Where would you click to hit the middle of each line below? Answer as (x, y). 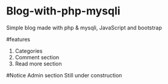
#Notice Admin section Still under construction (64, 75)
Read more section (38, 64)
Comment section (37, 57)
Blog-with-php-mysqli (63, 11)
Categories (29, 51)
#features (18, 39)
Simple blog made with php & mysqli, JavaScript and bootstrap (84, 28)
